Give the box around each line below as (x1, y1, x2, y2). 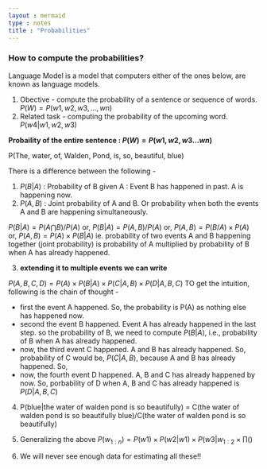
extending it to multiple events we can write (19, 263, 168, 273)
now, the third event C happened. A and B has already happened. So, (19, 344, 246, 354)
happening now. (19, 190, 73, 200)
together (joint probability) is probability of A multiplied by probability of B (8, 239, 250, 249)
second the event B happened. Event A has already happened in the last (19, 319, 257, 328)
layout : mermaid (8, 11, 66, 20)
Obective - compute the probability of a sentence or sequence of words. (19, 95, 258, 104)
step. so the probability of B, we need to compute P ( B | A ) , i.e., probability (19, 328, 258, 337)
